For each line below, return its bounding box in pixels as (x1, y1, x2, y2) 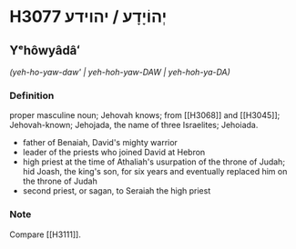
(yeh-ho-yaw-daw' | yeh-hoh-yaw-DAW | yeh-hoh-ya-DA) (9, 66, 230, 77)
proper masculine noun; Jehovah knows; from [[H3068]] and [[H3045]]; (9, 110, 281, 121)
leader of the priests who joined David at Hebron (22, 147, 206, 158)
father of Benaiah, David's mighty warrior (22, 137, 178, 148)
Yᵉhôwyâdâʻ (9, 43, 81, 58)
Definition (9, 89, 55, 102)
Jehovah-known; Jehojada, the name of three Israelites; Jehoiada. (9, 120, 259, 131)
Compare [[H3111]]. (9, 229, 82, 240)
